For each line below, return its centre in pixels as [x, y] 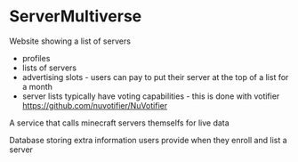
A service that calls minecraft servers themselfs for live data [119, 123]
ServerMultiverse [76, 16]
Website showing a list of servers [70, 41]
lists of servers [49, 68]
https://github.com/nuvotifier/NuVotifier [94, 105]
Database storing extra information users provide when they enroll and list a [148, 140]
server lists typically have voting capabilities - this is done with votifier [151, 96]
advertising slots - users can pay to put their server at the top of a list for [155, 77]
